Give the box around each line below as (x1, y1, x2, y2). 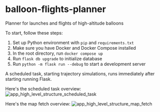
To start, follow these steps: (5, 30, 63, 36)
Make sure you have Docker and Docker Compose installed (12, 45, 136, 51)
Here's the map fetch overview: (5, 100, 71, 106)
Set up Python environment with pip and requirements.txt (12, 39, 134, 46)
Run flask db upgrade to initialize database (12, 55, 102, 61)
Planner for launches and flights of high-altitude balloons (5, 20, 124, 26)
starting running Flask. (5, 76, 52, 82)
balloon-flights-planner (5, 4, 106, 15)
